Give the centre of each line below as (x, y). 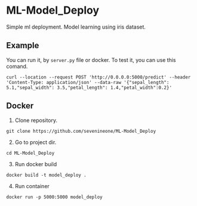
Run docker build (36, 164)
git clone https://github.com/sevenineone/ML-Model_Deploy (81, 131)
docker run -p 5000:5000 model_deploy (54, 197)
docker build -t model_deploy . (46, 175)
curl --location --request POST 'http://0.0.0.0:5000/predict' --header (98, 77)
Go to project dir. (36, 142)
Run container (32, 186)
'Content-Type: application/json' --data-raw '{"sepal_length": (88, 82)
